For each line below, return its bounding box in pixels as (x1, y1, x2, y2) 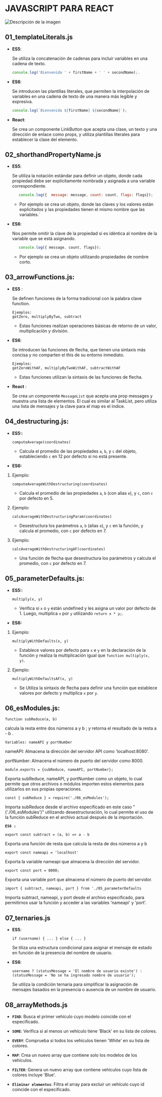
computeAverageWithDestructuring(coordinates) (12, 482, 108, 487)
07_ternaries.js (5, 914, 51, 922)
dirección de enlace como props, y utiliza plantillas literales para (12, 131, 140, 137)
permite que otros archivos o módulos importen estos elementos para (5, 781, 144, 787)
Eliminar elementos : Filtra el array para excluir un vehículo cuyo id (12, 1081, 145, 1087)
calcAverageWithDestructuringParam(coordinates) (12, 514, 112, 519)
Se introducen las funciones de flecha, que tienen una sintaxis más (12, 347, 146, 352)
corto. (19, 259, 31, 265)
